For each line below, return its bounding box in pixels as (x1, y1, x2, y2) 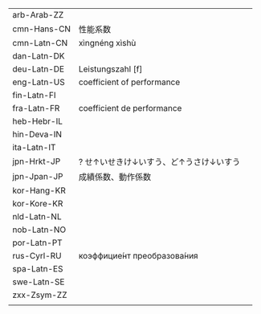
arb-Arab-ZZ (12, 10, 64, 20)
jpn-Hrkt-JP (12, 156, 61, 167)
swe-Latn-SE (12, 276, 65, 287)
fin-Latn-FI (12, 90, 56, 100)
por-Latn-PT (12, 237, 63, 248)
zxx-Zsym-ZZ (12, 289, 67, 300)
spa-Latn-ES (12, 263, 63, 274)
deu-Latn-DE (12, 63, 65, 75)
